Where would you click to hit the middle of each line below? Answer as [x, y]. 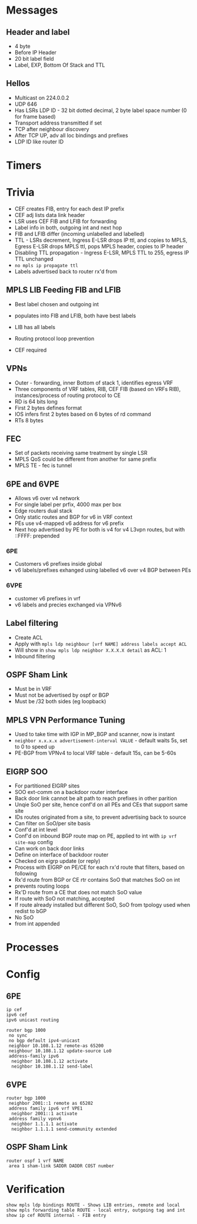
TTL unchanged [34, 259]
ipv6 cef [17, 1015]
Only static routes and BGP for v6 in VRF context [74, 517]
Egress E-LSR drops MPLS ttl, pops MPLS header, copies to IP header [99, 246]
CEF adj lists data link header [50, 215]
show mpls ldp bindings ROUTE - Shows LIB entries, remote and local [93, 1205]
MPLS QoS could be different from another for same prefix [86, 459]
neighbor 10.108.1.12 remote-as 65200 [56, 1046]
